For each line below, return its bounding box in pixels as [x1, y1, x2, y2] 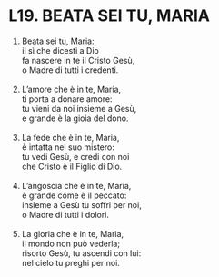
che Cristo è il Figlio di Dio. [21, 161, 123, 172]
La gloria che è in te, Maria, [21, 228, 124, 239]
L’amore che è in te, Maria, [21, 84, 122, 94]
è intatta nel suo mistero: [21, 142, 114, 153]
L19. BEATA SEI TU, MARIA [8, 5, 211, 26]
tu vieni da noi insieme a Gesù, [21, 103, 137, 114]
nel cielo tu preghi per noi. [21, 257, 120, 268]
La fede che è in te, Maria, [21, 132, 120, 143]
